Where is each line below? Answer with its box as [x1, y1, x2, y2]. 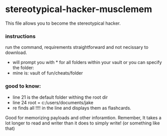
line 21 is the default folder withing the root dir [12, 94, 108, 100]
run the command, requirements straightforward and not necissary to [5, 44, 148, 50]
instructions [5, 33, 36, 40]
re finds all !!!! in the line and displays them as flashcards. [12, 105, 132, 111]
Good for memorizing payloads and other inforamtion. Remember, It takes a [5, 114, 162, 120]
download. [5, 49, 27, 56]
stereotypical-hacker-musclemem [5, 4, 152, 15]
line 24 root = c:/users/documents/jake [12, 99, 94, 105]
